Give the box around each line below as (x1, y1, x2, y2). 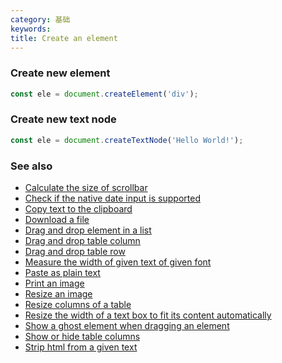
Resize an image (24, 288, 93, 300)
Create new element (10, 66, 111, 80)
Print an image (24, 277, 85, 290)
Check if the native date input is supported (24, 192, 201, 205)
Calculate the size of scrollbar (24, 182, 148, 194)
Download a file (24, 214, 90, 226)
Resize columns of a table (24, 299, 132, 311)
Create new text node (10, 112, 117, 126)
